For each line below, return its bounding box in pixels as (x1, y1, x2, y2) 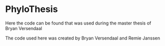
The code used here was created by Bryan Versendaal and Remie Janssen (5, 35, 160, 41)
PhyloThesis (5, 3, 58, 15)
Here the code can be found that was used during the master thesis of (5, 20, 151, 26)
